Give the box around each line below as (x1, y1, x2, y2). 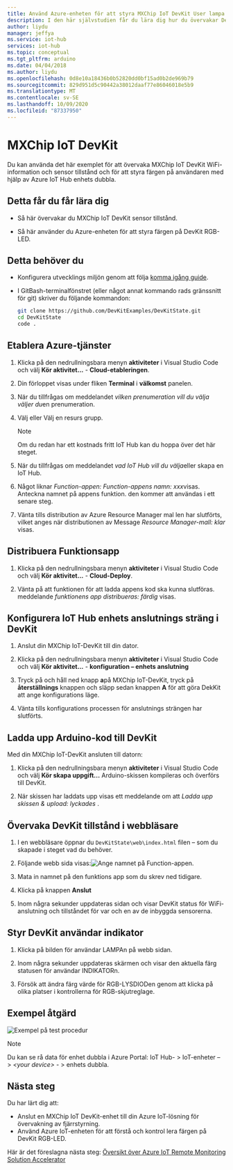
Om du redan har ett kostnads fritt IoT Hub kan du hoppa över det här (17, 440, 216, 449)
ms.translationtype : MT (7, 88, 76, 95)
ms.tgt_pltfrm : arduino (7, 56, 76, 63)
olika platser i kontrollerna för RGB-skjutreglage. (17, 987, 155, 995)
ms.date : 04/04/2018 (7, 62, 67, 69)
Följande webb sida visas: (17, 859, 92, 867)
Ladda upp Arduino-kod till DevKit (7, 732, 157, 743)
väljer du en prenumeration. (17, 400, 96, 408)
